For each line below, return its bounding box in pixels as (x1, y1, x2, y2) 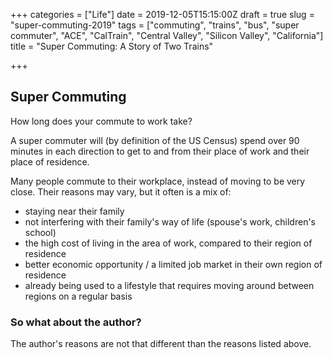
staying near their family (24, 205, 125, 217)
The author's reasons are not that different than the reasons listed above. (10, 338, 312, 350)
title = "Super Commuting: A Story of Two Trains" (10, 40, 214, 52)
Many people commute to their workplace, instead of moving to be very (10, 175, 306, 187)
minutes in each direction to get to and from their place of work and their (10, 145, 310, 157)
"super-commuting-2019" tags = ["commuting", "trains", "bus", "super (10, 19, 300, 31)
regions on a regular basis (24, 290, 133, 302)
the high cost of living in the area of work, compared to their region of (24, 237, 313, 249)
